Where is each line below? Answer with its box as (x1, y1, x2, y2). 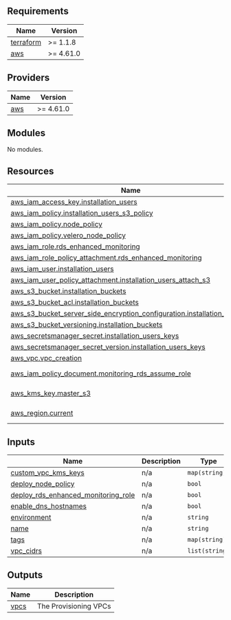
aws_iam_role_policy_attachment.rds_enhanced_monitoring (10, 253, 202, 263)
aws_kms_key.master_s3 (10, 389, 91, 398)
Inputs (7, 436, 36, 448)
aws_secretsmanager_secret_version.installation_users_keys (10, 343, 206, 352)
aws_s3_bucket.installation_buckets (10, 286, 126, 296)
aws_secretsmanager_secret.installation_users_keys (10, 331, 179, 341)
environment (10, 513, 52, 523)
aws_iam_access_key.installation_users (10, 197, 137, 207)
